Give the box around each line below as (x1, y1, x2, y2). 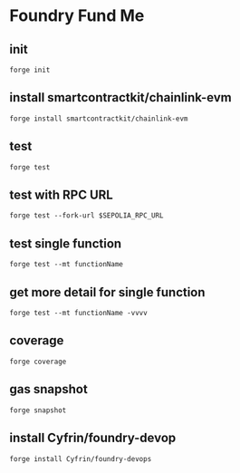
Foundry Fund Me (9, 5, 145, 26)
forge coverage (9, 357, 67, 366)
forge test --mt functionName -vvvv (9, 309, 148, 318)
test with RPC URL (9, 188, 113, 203)
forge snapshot (9, 405, 67, 415)
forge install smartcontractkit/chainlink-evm (9, 114, 188, 123)
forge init (9, 65, 51, 74)
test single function (9, 236, 122, 251)
